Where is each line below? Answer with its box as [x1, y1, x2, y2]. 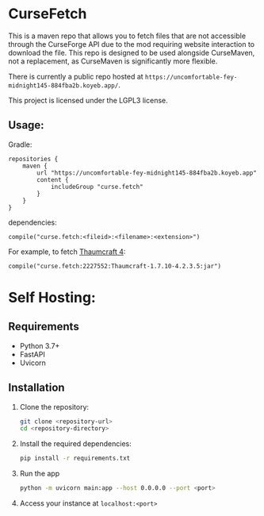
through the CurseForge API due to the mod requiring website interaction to [8, 39, 255, 48]
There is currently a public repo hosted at [8, 71, 144, 81]
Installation [8, 381, 65, 395]
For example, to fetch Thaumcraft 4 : [8, 247, 126, 256]
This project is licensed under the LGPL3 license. [8, 95, 168, 105]
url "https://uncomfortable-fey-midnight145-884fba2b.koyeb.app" [36, 168, 258, 177]
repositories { [8, 155, 59, 163]
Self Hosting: [8, 288, 97, 306]
